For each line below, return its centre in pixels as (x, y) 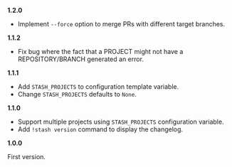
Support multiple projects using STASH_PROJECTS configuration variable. (121, 122)
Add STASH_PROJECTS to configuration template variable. (98, 87)
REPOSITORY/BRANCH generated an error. (81, 59)
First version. (27, 157)
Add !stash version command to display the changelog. (100, 129)
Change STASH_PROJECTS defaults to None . (77, 94)
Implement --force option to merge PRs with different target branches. (121, 24)
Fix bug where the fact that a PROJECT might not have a (100, 52)
